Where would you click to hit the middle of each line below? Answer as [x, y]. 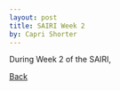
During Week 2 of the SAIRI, [60, 60]
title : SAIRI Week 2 [48, 26]
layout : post [33, 17]
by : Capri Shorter [43, 34]
